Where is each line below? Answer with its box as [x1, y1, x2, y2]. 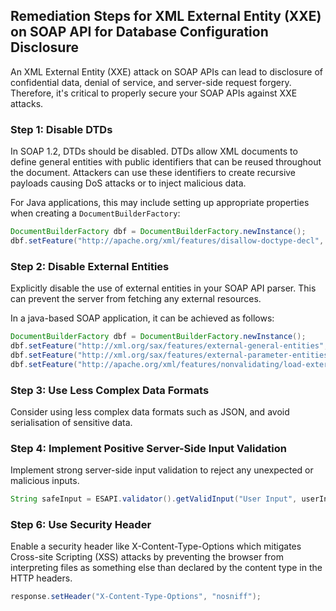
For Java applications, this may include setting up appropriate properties [10, 197, 310, 209]
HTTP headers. [10, 572, 73, 584]
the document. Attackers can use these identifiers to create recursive [10, 167, 297, 179]
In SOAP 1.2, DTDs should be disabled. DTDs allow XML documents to [10, 145, 298, 158]
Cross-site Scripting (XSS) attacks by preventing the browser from [10, 551, 285, 563]
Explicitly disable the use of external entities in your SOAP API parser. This [10, 282, 317, 294]
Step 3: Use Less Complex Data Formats [10, 383, 210, 397]
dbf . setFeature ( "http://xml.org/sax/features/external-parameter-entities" [10, 350, 333, 360]
